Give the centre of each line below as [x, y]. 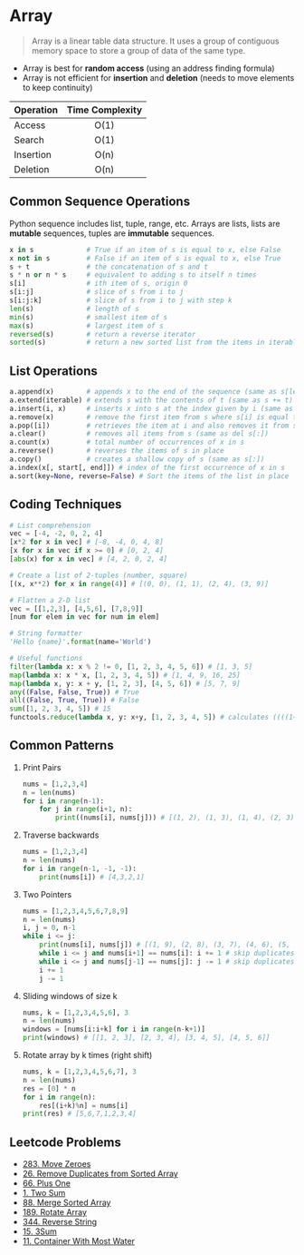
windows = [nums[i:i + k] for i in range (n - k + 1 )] [114, 1029]
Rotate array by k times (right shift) [87, 1055]
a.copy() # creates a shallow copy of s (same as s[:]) [137, 459]
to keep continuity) [57, 87]
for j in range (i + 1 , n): [86, 809]
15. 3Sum [39, 1231]
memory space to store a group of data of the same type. [138, 50]
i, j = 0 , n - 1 [49, 928]
